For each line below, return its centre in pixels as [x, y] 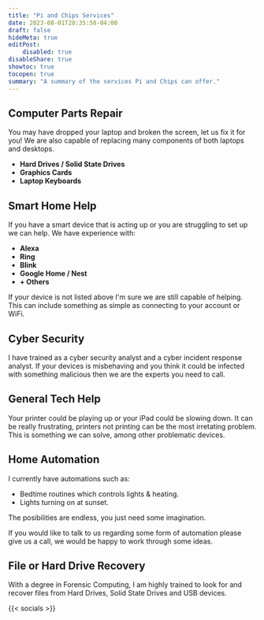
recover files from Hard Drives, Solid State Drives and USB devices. [117, 593]
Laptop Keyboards [50, 181]
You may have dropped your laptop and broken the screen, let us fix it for [127, 132]
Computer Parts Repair [66, 113]
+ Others [34, 282]
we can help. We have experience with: [72, 233]
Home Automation [54, 460]
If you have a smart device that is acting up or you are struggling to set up [128, 225]
